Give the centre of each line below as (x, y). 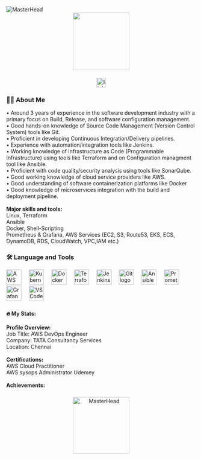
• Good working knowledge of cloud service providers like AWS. (86, 177)
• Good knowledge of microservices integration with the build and (88, 190)
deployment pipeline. (32, 196)
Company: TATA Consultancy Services (54, 340)
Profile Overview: (29, 328)
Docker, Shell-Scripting (35, 228)
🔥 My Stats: (21, 314)
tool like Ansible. (26, 164)
